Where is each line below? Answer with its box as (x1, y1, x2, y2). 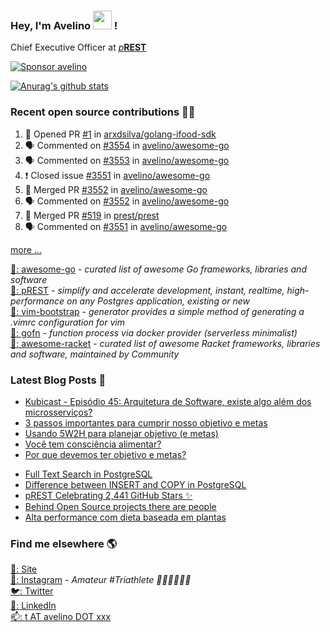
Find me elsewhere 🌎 (10, 536, 118, 550)
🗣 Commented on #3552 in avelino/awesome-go (24, 195, 230, 207)
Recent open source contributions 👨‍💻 (10, 105, 196, 119)
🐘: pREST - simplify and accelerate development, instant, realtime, (10, 284, 285, 296)
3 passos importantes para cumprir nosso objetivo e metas (24, 416, 268, 429)
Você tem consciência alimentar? (24, 438, 162, 450)
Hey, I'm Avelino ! (10, 18, 118, 32)
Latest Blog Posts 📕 (10, 373, 107, 387)
